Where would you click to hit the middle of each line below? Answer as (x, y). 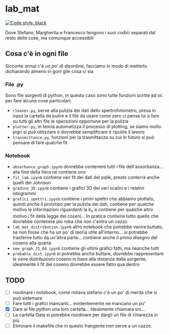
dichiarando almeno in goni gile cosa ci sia (49, 71)
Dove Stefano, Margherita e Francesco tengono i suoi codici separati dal (80, 32)
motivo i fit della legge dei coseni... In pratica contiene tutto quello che (86, 216)
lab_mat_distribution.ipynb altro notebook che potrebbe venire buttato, (88, 227)
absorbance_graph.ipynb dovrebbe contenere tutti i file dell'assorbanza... (88, 166)
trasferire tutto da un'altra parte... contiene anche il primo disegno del (85, 238)
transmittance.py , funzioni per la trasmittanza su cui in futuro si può (83, 137)
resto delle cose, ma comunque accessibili (50, 38)
